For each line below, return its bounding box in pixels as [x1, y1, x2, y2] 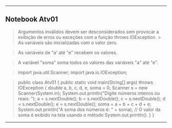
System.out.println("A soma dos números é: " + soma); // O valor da [17, 106, 161, 113]
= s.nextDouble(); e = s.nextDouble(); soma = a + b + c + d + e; [17, 101, 152, 107]
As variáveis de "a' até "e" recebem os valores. [17, 49, 118, 55]
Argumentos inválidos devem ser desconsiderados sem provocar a [17, 29, 159, 35]
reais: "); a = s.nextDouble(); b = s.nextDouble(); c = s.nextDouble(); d [17, 95, 165, 101]
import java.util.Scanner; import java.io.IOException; [17, 69, 127, 75]
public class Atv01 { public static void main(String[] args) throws [17, 79, 154, 85]
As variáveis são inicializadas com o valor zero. [17, 39, 118, 46]
